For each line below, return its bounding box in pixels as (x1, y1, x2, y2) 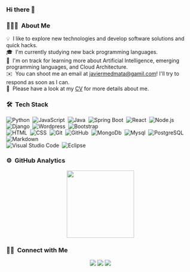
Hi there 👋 (6, 5, 36, 14)
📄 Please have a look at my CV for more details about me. (6, 85, 149, 92)
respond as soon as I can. (6, 79, 70, 86)
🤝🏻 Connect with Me (6, 246, 68, 254)
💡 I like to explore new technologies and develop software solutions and (6, 35, 185, 42)
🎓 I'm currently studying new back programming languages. (6, 48, 158, 56)
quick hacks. (6, 42, 38, 49)
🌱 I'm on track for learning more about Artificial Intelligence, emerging (6, 57, 180, 65)
